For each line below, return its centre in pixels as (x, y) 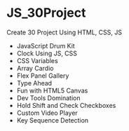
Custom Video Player (47, 113)
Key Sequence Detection (53, 120)
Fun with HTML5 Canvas (52, 90)
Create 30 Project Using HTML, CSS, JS (64, 32)
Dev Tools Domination (48, 98)
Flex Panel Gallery (43, 76)
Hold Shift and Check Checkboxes (66, 105)
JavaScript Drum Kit (46, 46)
